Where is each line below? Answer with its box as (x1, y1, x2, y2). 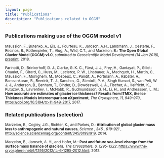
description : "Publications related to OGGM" (5, 16, 100, 21)
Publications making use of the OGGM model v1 (5, 32, 122, 39)
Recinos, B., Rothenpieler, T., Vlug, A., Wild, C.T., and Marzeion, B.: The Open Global (5, 48, 149, 53)
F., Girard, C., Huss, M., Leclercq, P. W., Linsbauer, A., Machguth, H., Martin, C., (20, 69, 155, 74)
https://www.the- (118, 144, 148, 149)
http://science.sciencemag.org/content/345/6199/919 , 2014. (5, 131, 107, 136)
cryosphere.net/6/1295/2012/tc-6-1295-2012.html (5, 148, 90, 153)
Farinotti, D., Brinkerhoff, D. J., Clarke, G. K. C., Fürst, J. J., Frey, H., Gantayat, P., (5, 65, 141, 70)
